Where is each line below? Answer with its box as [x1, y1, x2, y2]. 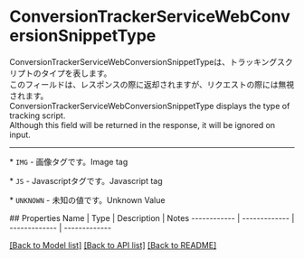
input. [9, 129, 32, 140]
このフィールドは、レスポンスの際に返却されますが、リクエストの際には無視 [9, 79, 295, 89]
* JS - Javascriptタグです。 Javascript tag [9, 175, 163, 186]
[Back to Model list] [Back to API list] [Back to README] [9, 239, 217, 250]
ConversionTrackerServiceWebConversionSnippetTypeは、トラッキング [9, 56, 278, 67]
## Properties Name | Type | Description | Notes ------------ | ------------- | [9, 212, 295, 223]
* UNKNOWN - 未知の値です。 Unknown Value [9, 194, 166, 205]
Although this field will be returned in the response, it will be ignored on [9, 119, 276, 130]
